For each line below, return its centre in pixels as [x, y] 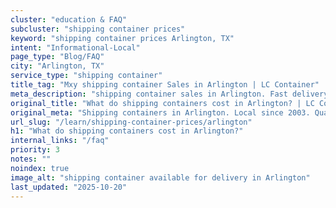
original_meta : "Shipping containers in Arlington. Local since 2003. [160, 112]
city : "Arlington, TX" [57, 66]
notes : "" [31, 159]
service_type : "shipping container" [86, 76]
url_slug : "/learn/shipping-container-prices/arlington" [131, 122]
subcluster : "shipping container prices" [98, 29]
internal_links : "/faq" [60, 141]
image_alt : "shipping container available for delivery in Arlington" [160, 177]
